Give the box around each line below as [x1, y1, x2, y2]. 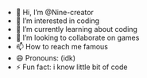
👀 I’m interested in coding [15, 16, 100, 25]
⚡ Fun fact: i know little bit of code [15, 62, 128, 72]
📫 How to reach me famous [15, 42, 109, 51]
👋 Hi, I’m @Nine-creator [15, 8, 94, 17]
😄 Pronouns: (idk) [15, 53, 76, 63]
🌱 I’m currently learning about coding [15, 25, 137, 33]
